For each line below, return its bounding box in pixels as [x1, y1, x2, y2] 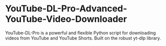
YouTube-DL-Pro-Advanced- [5, 3, 127, 14]
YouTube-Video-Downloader [5, 13, 127, 25]
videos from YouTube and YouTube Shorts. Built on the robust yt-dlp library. [5, 35, 161, 41]
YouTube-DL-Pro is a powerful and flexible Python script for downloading [5, 30, 156, 36]
